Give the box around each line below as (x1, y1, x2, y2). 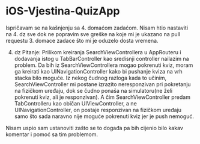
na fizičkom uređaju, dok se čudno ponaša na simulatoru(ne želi (14, 87, 172, 94)
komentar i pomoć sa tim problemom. (5, 131, 98, 138)
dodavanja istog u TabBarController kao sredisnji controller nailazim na (14, 55, 190, 62)
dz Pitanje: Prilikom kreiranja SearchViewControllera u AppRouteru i (14, 48, 181, 55)
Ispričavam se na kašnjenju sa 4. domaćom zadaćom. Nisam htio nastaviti (5, 24, 189, 31)
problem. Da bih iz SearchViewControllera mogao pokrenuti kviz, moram (14, 61, 193, 69)
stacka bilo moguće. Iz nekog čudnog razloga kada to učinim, (14, 74, 167, 81)
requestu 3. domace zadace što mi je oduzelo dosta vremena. (5, 37, 159, 44)
